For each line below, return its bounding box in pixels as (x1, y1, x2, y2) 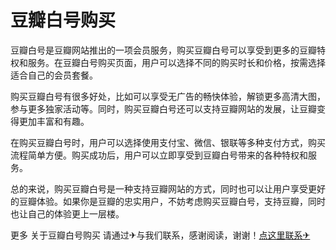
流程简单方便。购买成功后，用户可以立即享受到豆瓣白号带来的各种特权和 (10, 149, 308, 161)
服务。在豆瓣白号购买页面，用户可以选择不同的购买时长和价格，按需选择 (27, 56, 326, 68)
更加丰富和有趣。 (18, 115, 90, 127)
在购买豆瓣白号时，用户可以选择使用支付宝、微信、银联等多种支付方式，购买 (10, 136, 326, 148)
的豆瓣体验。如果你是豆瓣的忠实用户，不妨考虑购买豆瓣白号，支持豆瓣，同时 (10, 195, 326, 207)
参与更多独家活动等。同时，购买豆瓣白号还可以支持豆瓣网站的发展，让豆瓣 (10, 102, 317, 115)
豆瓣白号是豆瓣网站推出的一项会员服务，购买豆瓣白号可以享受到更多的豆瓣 (10, 44, 317, 56)
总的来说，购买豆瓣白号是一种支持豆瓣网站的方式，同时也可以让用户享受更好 (10, 182, 326, 195)
